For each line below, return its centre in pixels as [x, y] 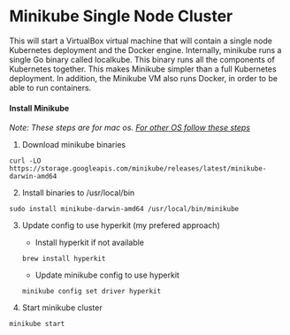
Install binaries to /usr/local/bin [78, 193]
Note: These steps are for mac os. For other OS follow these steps [130, 128]
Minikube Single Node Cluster [121, 16]
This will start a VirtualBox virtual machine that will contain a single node [141, 41]
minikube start [37, 324]
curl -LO [25, 161]
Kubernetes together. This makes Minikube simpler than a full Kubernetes [143, 69]
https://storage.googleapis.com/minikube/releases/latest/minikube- [138, 169]
